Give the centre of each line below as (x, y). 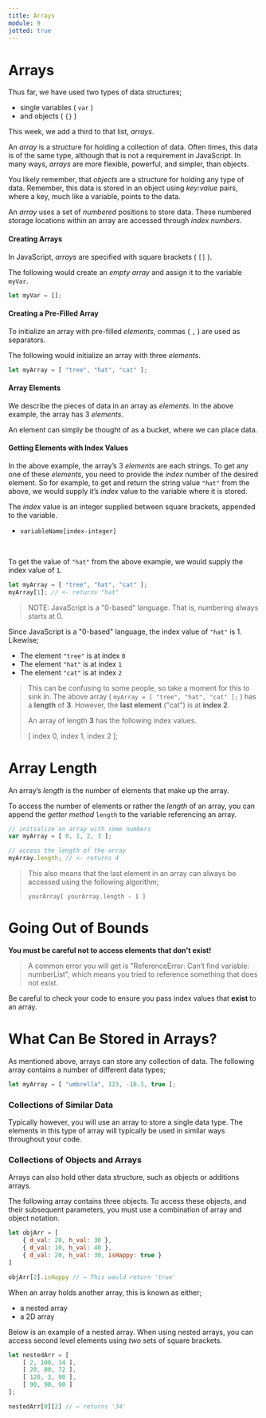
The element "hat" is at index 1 (70, 663)
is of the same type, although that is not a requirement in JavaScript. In (125, 156)
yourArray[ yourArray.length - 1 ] (87, 897)
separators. (27, 340)
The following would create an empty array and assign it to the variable (125, 272)
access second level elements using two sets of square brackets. (115, 1340)
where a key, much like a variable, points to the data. (94, 197)
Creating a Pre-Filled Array (54, 313)
